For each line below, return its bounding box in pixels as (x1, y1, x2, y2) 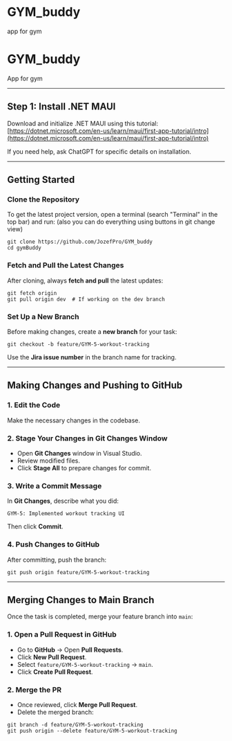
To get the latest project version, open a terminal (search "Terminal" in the (7, 211, 218, 219)
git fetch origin (7, 289, 57, 296)
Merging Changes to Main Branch (7, 593, 155, 606)
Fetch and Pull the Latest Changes (7, 260, 124, 270)
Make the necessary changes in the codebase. (7, 416, 140, 425)
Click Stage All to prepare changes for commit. (17, 463, 152, 472)
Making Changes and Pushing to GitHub (7, 380, 183, 391)
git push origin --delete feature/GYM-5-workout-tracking (7, 727, 177, 734)
